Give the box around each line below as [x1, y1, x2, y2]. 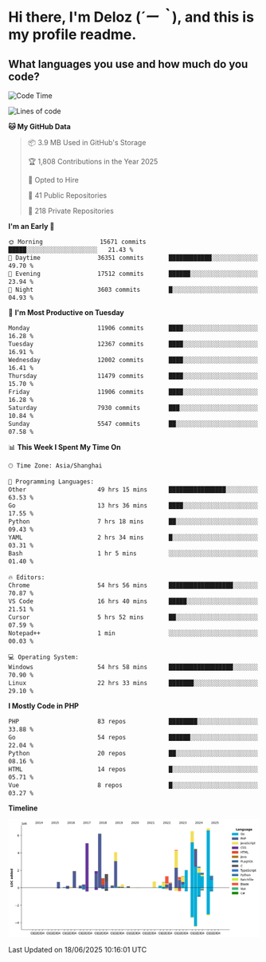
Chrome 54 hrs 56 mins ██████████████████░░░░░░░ [8, 582, 259, 589]
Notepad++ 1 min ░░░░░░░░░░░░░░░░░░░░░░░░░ [8, 629, 259, 637]
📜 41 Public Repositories [27, 191, 108, 200]
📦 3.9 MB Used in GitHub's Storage [27, 138, 147, 147]
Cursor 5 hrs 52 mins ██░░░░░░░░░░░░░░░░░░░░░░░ [8, 613, 259, 621]
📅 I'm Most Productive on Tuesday [8, 308, 125, 317]
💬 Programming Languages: [8, 478, 94, 486]
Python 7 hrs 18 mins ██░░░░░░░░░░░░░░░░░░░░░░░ [8, 518, 259, 526]
